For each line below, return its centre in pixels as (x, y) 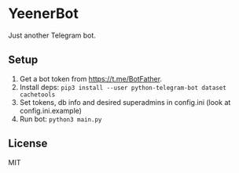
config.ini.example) (51, 110)
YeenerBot (43, 14)
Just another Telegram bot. (52, 35)
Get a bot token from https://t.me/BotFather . (91, 78)
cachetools (37, 95)
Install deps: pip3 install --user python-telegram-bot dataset (123, 87)
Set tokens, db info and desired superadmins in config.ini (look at (125, 102)
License (28, 144)
